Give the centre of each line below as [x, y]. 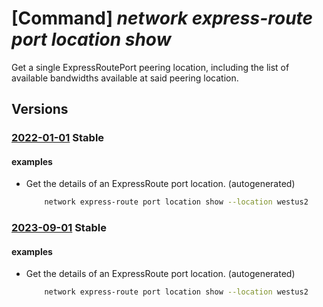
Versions [40, 109]
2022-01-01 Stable [58, 138]
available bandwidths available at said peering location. [125, 78]
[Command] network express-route [162, 18]
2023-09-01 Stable [59, 228]
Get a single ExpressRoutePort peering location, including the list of [150, 67]
